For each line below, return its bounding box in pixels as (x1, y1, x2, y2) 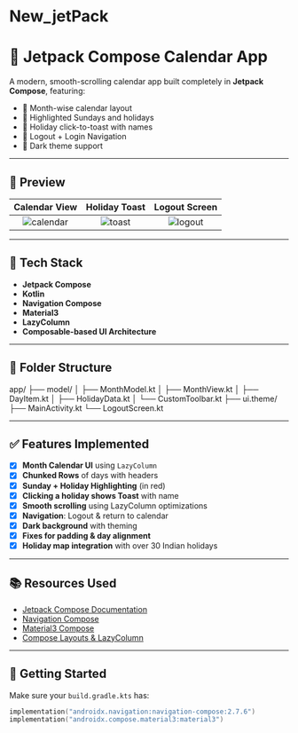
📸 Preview (9, 175, 66, 190)
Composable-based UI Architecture (21, 326, 157, 336)
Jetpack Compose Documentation (21, 603, 148, 614)
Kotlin (21, 288, 45, 299)
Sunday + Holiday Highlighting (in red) (21, 480, 166, 491)
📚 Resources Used (9, 576, 117, 591)
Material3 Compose (21, 623, 95, 634)
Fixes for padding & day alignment (21, 530, 151, 540)
